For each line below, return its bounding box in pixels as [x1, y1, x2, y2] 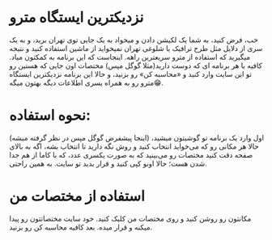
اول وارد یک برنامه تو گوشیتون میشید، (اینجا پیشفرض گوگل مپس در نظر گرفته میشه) [9, 133, 265, 142]
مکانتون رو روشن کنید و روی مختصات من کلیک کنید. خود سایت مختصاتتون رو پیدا [9, 213, 252, 223]
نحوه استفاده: [9, 106, 91, 124]
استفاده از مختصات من [9, 187, 145, 205]
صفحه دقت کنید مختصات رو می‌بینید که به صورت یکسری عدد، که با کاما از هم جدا [9, 149, 253, 159]
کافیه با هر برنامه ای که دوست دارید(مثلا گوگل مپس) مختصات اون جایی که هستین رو [9, 61, 262, 70]
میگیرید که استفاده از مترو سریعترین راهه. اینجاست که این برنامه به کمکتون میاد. [9, 52, 250, 61]
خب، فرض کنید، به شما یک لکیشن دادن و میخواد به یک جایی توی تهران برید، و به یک [9, 35, 258, 44]
